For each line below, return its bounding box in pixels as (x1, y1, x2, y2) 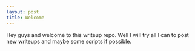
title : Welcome (6, 15, 45, 21)
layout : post (6, 8, 39, 15)
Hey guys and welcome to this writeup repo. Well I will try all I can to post (6, 31, 189, 38)
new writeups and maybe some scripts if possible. (6, 38, 132, 45)
